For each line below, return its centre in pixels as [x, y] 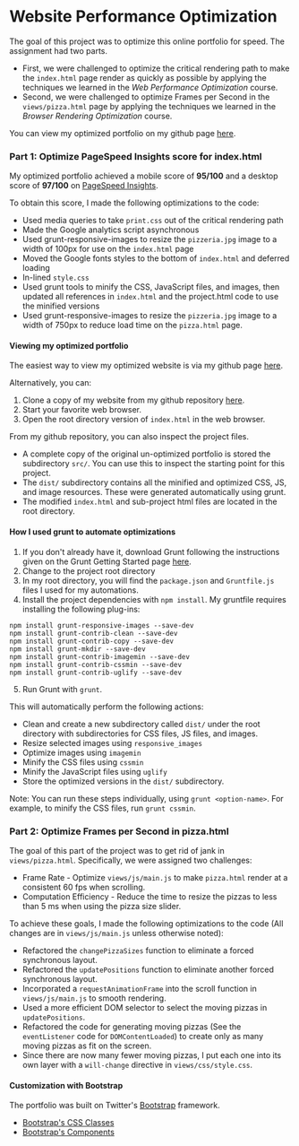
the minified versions [61, 306]
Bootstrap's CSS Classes [68, 1123]
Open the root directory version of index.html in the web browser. [144, 420]
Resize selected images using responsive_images [112, 742]
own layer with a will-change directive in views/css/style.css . [137, 1064]
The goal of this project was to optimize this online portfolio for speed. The [147, 41]
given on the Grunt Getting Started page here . [107, 561]
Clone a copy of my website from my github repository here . [133, 400]
